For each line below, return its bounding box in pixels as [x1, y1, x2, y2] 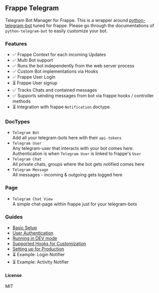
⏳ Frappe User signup [12, 80, 58, 86]
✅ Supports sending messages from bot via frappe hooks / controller [12, 93, 154, 99]
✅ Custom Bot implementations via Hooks [12, 68, 98, 74]
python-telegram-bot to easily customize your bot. [5, 27, 108, 34]
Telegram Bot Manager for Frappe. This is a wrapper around [5, 17, 128, 23]
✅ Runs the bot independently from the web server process [12, 63, 135, 69]
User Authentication [12, 230, 54, 236]
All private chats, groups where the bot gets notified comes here [12, 161, 145, 167]
